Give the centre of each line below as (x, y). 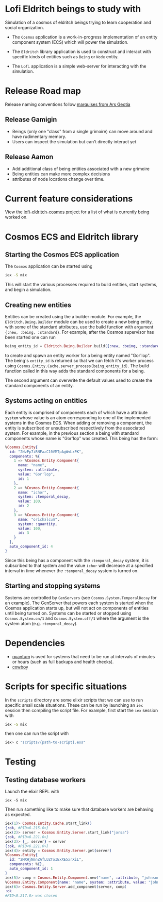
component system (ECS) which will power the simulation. (70, 42)
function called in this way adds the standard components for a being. (75, 371)
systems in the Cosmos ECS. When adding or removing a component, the (78, 423)
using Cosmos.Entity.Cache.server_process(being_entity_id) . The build (77, 366)
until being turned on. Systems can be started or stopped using (68, 613)
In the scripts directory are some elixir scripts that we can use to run (74, 700)
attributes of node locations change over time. (58, 179)
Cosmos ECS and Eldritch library (72, 237)
